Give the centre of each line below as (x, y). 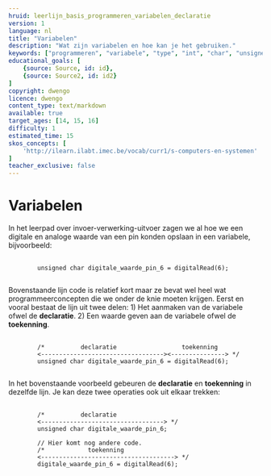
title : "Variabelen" (43, 38)
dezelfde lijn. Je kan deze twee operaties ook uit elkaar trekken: (114, 392)
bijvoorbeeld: (30, 245)
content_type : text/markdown (57, 106)
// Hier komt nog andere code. (90, 443)
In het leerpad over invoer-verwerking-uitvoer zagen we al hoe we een (126, 228)
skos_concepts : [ (38, 143)
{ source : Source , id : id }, (68, 69)
